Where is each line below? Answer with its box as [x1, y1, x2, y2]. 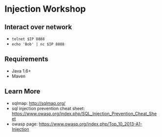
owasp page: [11, 121, 38, 127]
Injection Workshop [4, 3, 86, 15]
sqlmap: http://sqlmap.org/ [11, 100, 66, 106]
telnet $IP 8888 [11, 37, 45, 41]
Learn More [4, 87, 40, 96]
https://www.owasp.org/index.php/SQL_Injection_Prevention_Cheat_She [11, 111, 157, 117]
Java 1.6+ [11, 68, 31, 74]
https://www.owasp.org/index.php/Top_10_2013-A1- [39, 121, 142, 127]
